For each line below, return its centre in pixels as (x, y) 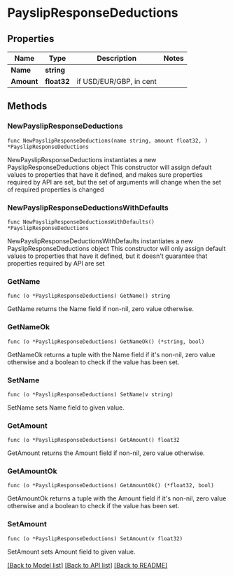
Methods (27, 106)
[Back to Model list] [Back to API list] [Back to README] (87, 565)
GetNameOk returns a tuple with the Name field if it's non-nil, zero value (111, 354)
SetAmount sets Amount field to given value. (71, 552)
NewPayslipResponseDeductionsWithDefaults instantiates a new (100, 241)
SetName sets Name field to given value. (66, 408)
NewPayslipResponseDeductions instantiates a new (82, 159)
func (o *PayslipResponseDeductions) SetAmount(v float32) (95, 539)
